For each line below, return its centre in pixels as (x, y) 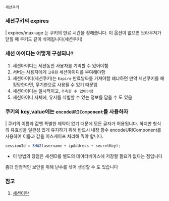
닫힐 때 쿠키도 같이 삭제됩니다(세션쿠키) (44, 39)
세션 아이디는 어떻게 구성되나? (40, 54)
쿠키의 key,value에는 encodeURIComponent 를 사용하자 (67, 111)
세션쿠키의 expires (27, 21)
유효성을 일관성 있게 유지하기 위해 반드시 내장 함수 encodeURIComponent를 (86, 130)
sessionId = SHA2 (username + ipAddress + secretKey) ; (63, 146)
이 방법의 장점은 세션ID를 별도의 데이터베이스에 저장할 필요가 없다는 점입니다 (88, 156)
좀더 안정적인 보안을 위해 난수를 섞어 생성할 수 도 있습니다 (62, 167)
